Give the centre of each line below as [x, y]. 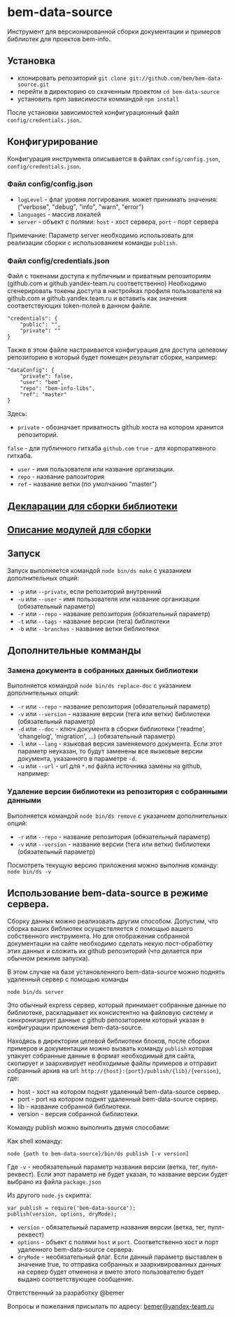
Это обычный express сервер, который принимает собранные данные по [117, 1005]
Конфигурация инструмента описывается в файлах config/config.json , [114, 159]
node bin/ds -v [29, 871]
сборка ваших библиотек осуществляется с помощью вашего [100, 928]
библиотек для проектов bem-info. [59, 38]
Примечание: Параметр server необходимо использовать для [100, 235]
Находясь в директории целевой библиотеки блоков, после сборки [108, 1041]
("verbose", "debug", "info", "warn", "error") [80, 206]
